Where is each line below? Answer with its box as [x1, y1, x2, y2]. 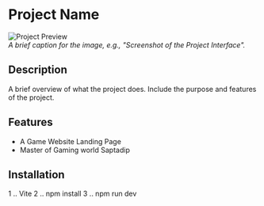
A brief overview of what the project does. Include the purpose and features [8, 84, 257, 93]
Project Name [8, 6, 100, 24]
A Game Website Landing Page [19, 136, 121, 146]
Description [8, 63, 67, 77]
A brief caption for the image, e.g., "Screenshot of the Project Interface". [8, 40, 246, 49]
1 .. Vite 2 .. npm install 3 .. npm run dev [8, 189, 137, 199]
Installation [8, 168, 65, 181]
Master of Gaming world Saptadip [19, 145, 131, 154]
